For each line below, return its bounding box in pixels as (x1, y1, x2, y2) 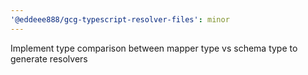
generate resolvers (10, 52, 88, 65)
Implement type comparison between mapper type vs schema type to (10, 42, 298, 54)
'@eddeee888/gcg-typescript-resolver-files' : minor (10, 14, 230, 25)
